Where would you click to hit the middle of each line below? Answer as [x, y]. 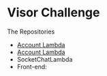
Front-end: [32, 66]
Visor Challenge [53, 13]
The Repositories [31, 31]
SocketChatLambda [45, 59]
